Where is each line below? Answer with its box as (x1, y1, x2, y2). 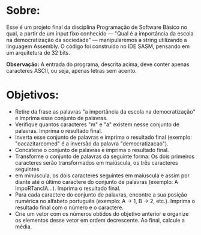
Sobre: (6, 4, 40, 17)
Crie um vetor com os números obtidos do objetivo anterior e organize (14, 210, 189, 217)
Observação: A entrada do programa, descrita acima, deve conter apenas (6, 61, 190, 68)
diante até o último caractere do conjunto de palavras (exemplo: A (14, 178, 178, 185)
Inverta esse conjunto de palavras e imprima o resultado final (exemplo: (14, 133, 192, 141)
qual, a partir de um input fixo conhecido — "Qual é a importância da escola (6, 29, 194, 37)
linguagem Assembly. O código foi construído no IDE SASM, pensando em (6, 43, 190, 50)
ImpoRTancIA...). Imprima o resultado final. (14, 185, 121, 192)
